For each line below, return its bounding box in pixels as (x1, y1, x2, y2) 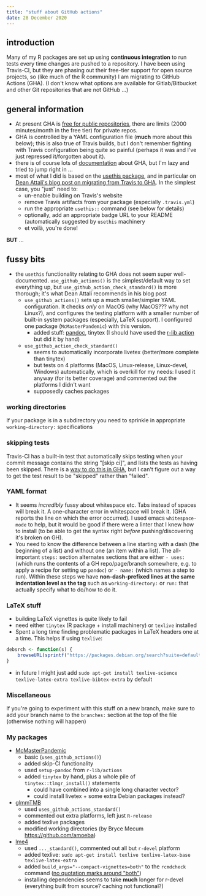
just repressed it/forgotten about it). (15, 153, 106, 160)
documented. (15, 276, 49, 284)
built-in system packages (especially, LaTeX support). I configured (24, 316, 192, 323)
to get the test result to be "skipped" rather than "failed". (6, 472, 149, 479)
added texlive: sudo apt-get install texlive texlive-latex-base (24, 851, 191, 859)
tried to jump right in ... (15, 166, 73, 173)
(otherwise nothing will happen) (6, 718, 87, 725)
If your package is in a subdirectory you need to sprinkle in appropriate (6, 417, 186, 424)
